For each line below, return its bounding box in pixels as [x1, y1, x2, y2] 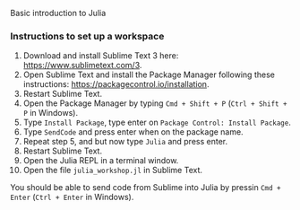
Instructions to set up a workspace [10, 30, 165, 42]
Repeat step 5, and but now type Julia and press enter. [22, 136, 227, 147]
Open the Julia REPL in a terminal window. [22, 155, 179, 166]
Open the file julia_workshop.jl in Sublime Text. [22, 165, 203, 176]
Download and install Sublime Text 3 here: [22, 50, 179, 61]
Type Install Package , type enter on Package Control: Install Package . [22, 117, 292, 128]
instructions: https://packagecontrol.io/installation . [22, 79, 210, 90]
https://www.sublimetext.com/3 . [22, 60, 142, 71]
